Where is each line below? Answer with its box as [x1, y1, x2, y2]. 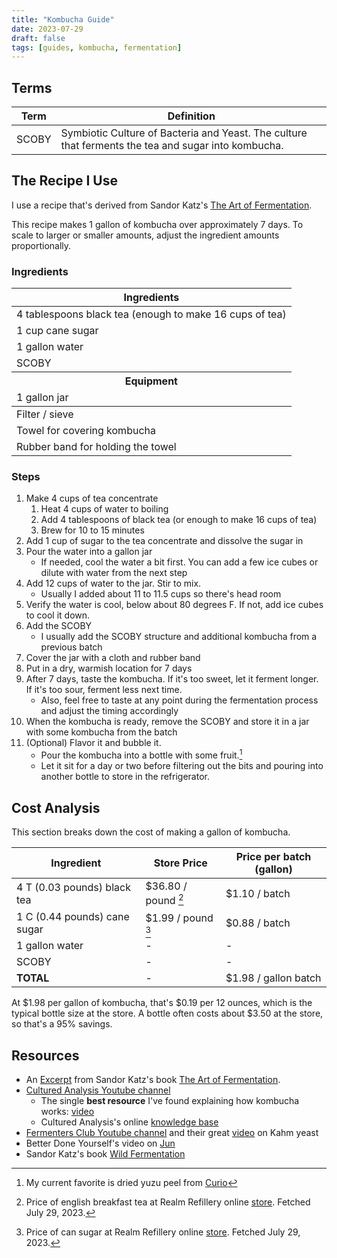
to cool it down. [25, 609, 91, 621]
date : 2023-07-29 [11, 24, 84, 34]
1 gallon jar [16, 391, 69, 405]
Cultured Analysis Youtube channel [25, 1084, 171, 1096]
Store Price [153, 856, 208, 870]
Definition [167, 109, 216, 123]
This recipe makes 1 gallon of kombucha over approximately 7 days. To [11, 218, 304, 230]
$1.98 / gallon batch [225, 971, 322, 985]
